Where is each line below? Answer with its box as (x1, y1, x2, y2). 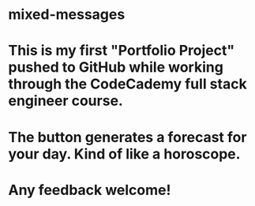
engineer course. (8, 92, 124, 110)
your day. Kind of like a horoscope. (8, 144, 241, 163)
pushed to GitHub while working (8, 58, 223, 77)
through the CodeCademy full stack (8, 75, 247, 93)
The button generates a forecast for (8, 128, 247, 146)
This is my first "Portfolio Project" (8, 42, 235, 60)
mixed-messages (8, 6, 126, 24)
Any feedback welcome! (8, 181, 171, 199)
